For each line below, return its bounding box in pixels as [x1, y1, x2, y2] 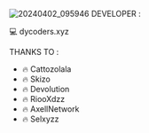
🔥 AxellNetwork [21, 104, 80, 114]
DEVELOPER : [90, 9, 142, 19]
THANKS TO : [9, 47, 59, 57]
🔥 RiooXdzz [21, 94, 65, 104]
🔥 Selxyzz [21, 113, 59, 124]
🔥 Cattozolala [21, 64, 72, 74]
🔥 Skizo [21, 74, 51, 84]
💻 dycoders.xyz [9, 27, 69, 36]
